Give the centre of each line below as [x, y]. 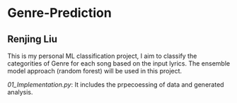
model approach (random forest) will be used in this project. [95, 71]
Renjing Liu [33, 39]
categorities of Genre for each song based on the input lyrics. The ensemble [119, 63]
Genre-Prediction [59, 13]
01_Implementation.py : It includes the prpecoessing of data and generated [116, 85]
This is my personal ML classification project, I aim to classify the [102, 56]
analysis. [20, 92]
